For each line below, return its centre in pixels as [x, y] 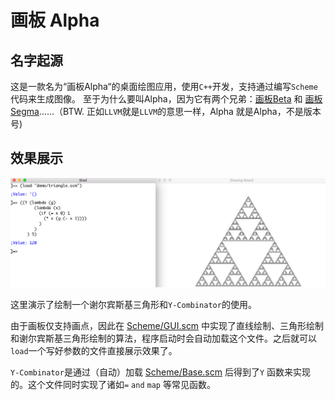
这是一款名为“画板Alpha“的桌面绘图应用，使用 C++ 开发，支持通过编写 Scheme [164, 86]
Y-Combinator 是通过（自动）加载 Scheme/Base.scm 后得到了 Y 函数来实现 [161, 372]
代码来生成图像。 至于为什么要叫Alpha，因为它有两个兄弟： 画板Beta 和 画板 [166, 99]
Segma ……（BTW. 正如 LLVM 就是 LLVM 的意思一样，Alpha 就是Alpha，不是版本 [166, 111]
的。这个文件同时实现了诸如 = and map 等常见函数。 [113, 384]
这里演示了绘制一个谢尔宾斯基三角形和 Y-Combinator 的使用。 [133, 304]
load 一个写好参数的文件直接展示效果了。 [94, 350]
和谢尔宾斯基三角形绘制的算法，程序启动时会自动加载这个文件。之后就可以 [163, 338]
